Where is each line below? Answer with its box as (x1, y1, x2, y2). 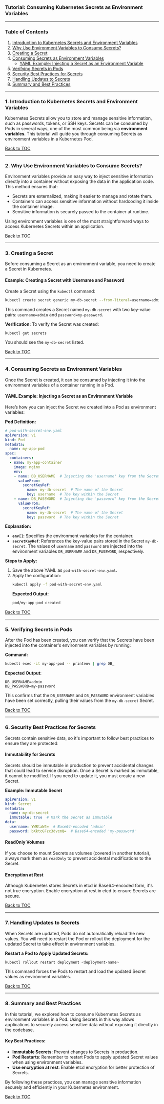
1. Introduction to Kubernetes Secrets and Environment (5, 98, 138, 105)
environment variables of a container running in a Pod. (5, 382, 115, 388)
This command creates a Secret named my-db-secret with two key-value (5, 306, 151, 312)
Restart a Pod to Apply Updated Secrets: (5, 950, 89, 956)
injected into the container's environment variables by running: (5, 642, 131, 648)
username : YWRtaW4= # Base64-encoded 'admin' (9, 824, 106, 829)
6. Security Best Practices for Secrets (5, 724, 96, 731)
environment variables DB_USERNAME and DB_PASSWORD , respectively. (12, 548, 144, 554)
